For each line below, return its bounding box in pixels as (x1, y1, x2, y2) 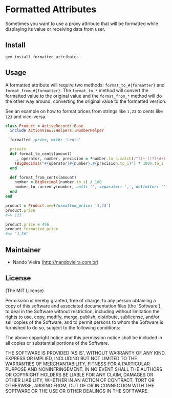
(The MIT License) (5, 288, 45, 294)
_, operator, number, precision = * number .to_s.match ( (14, 156, 134, 161)
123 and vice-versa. (5, 114, 47, 120)
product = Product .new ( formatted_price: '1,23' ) (5, 203, 111, 208)
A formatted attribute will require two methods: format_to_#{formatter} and (5, 82, 165, 88)
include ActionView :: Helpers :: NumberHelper (10, 128, 104, 134)
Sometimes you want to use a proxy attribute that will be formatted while (5, 20, 159, 27)
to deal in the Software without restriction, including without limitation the (5, 308, 160, 314)
